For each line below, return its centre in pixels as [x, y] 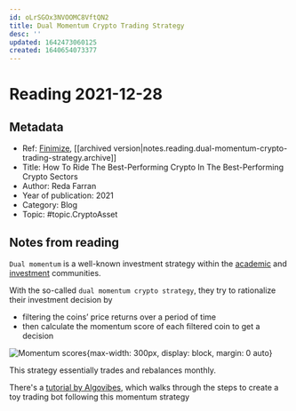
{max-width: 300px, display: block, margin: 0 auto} [180, 352]
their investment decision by [61, 299]
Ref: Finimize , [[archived [67, 148]
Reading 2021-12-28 [86, 95]
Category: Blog [50, 205]
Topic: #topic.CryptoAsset [70, 215]
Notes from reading [64, 242]
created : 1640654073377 [53, 51]
